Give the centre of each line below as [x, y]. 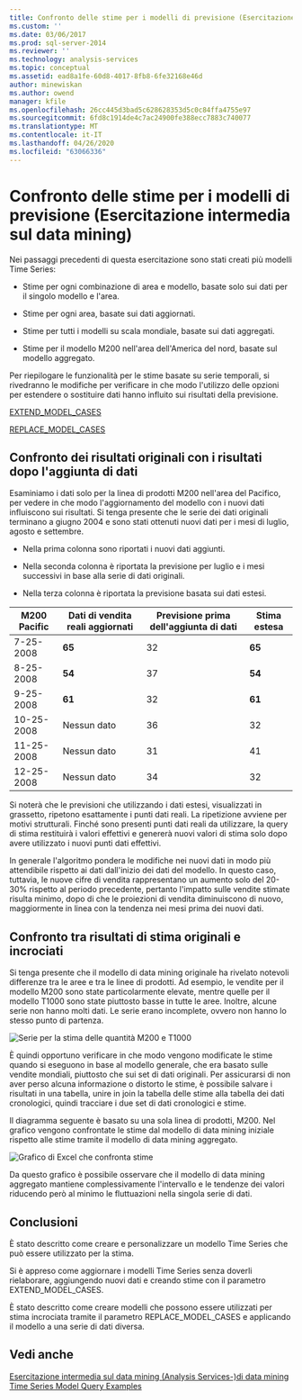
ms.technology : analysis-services [74, 59]
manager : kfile [38, 101]
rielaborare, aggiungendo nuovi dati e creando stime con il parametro [138, 1280]
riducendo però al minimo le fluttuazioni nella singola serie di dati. [131, 1194]
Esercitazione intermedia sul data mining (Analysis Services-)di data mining [149, 1376]
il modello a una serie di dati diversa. [77, 1326]
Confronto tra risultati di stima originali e [125, 937]
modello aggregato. [58, 357]
